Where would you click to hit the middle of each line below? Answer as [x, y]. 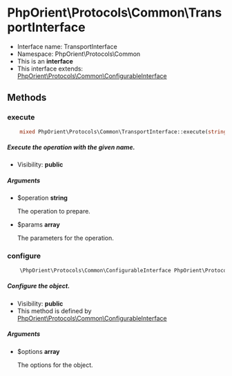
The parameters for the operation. [65, 238]
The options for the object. [55, 365]
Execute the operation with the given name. [71, 147]
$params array [38, 225]
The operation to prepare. [54, 211]
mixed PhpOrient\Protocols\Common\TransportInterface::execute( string [123, 132]
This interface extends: [50, 68]
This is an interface [45, 61]
